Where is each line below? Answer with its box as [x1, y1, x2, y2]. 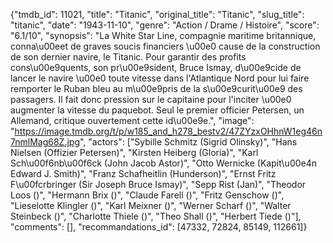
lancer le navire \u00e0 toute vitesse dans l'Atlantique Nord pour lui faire [10, 72, 310, 84]
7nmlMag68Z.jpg [10, 136, 80, 148]
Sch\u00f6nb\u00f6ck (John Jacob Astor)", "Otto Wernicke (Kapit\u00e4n [10, 157, 318, 169]
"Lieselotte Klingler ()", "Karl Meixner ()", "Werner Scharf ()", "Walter [10, 200, 292, 211]
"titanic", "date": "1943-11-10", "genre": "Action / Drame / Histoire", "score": [10, 19, 320, 31]
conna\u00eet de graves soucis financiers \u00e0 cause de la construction [10, 40, 321, 52]
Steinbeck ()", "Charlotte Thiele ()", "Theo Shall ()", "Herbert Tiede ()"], [10, 210, 302, 222]
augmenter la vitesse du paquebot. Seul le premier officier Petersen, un [10, 104, 305, 116]
